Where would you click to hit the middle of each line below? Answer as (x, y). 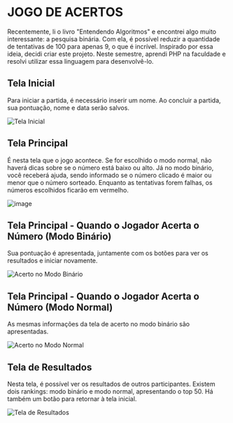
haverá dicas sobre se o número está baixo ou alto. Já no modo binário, (111, 167)
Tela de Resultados (50, 367)
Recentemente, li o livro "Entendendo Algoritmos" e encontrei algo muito (112, 32)
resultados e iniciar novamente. (52, 261)
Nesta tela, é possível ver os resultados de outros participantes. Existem (111, 384)
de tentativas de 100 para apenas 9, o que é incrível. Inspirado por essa (110, 46)
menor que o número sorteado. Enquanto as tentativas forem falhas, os (110, 182)
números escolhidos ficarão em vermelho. (68, 190)
